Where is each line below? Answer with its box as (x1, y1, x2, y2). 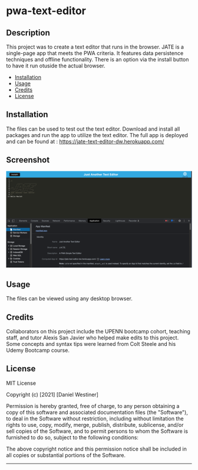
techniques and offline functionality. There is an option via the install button (6, 56, 189, 63)
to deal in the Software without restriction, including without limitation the (6, 415, 184, 422)
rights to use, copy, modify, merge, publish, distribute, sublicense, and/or (6, 421, 184, 428)
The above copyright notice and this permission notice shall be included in (6, 445, 187, 452)
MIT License (6, 380, 37, 387)
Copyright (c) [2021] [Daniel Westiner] (6, 391, 99, 398)
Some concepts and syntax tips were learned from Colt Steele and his (6, 341, 176, 348)
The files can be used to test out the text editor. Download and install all (6, 125, 180, 132)
